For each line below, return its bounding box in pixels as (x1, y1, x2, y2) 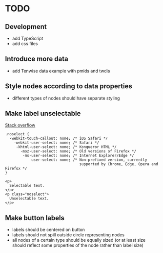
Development (5, 23, 47, 31)
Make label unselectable (5, 109, 81, 118)
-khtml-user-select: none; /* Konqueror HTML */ (16, 145, 117, 150)
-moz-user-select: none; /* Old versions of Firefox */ (20, 149, 137, 154)
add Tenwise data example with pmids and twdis (12, 68, 110, 74)
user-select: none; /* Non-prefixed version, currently (31, 157, 147, 162)
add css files (12, 41, 38, 47)
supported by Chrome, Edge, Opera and (79, 162, 159, 167)
